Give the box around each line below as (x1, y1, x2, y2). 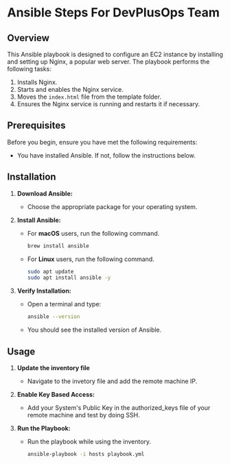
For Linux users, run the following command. (27, 255, 154, 263)
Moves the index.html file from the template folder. (16, 93, 161, 101)
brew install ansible (27, 242, 89, 249)
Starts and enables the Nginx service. (16, 86, 124, 93)
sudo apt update (27, 268, 74, 275)
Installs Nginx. (16, 78, 58, 86)
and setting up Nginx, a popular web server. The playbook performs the (7, 58, 210, 66)
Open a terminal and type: (27, 300, 102, 308)
